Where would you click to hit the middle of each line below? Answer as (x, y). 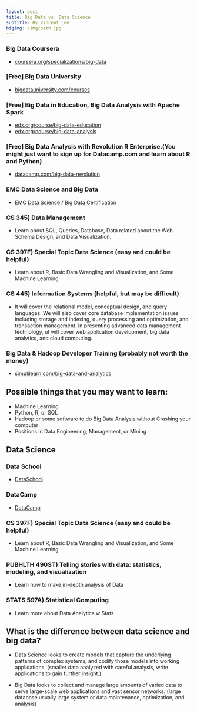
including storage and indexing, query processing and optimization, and (102, 319)
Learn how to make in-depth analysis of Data (69, 585)
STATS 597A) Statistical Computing (58, 600)
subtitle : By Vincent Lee (38, 22)
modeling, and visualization (46, 571)
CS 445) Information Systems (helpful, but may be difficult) (93, 294)
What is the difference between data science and (98, 631)
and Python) (24, 162)
